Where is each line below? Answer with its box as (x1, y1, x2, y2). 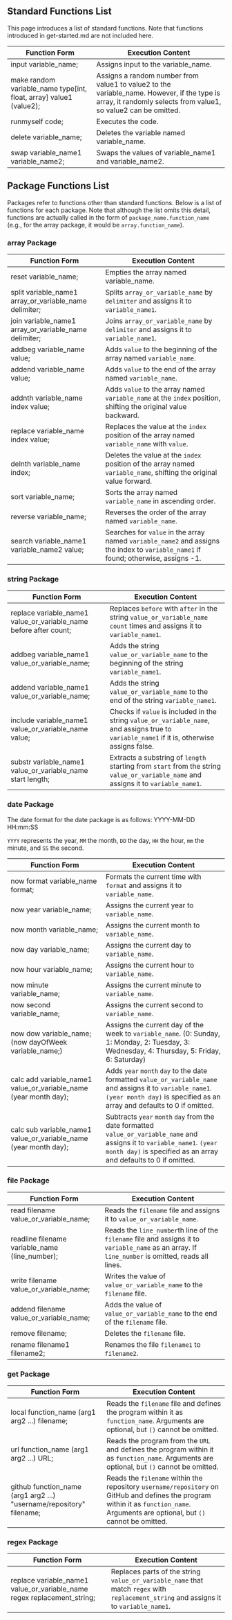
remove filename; (10, 1328, 67, 1338)
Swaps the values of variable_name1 (96, 148, 216, 157)
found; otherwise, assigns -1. (105, 553, 202, 563)
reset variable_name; (10, 272, 79, 281)
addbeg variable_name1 (10, 650, 90, 659)
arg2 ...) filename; (10, 1416, 68, 1426)
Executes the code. (96, 116, 159, 126)
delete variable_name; (10, 132, 82, 141)
